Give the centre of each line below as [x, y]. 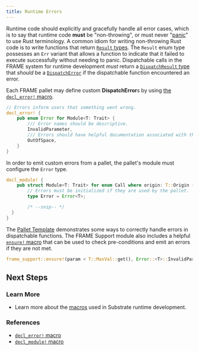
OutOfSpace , [42, 140]
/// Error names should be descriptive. [78, 124]
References [23, 323]
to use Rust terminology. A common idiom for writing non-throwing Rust [94, 41]
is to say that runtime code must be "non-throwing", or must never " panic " [97, 35]
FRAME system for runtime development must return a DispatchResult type [98, 66]
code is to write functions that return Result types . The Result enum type [96, 47]
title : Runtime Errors [34, 12]
